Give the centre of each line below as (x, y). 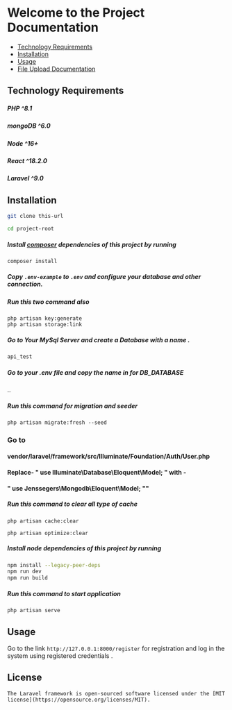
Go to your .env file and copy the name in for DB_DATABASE (96, 372)
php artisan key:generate (44, 319)
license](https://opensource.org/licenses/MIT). (79, 700)
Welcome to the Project (76, 13)
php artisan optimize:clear (48, 533)
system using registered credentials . (60, 656)
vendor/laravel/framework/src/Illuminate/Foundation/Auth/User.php (109, 457)
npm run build (28, 578)
